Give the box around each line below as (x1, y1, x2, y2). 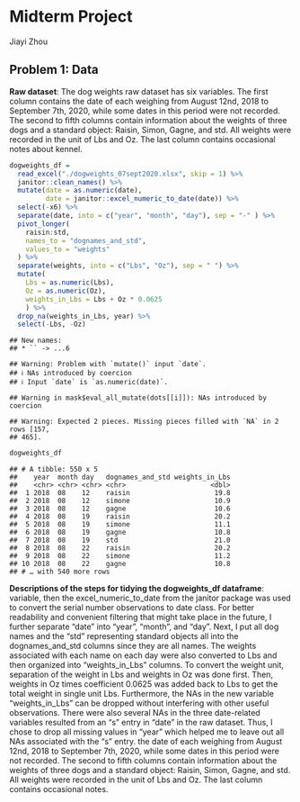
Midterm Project (9, 6, 133, 27)
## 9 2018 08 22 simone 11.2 (9, 552, 231, 561)
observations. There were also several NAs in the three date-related (9, 707, 260, 718)
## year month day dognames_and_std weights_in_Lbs (9, 473, 231, 482)
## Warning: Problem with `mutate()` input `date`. (9, 360, 207, 369)
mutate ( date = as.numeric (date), (17, 186, 143, 195)
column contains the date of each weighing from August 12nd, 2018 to (9, 95, 269, 106)
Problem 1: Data (9, 62, 99, 77)
